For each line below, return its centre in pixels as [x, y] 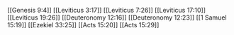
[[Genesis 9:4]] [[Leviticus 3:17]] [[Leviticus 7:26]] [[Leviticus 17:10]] [107, 10]
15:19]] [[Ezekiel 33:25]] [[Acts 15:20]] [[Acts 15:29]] [83, 25]
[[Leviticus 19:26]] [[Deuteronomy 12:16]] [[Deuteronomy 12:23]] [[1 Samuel [117, 17]
